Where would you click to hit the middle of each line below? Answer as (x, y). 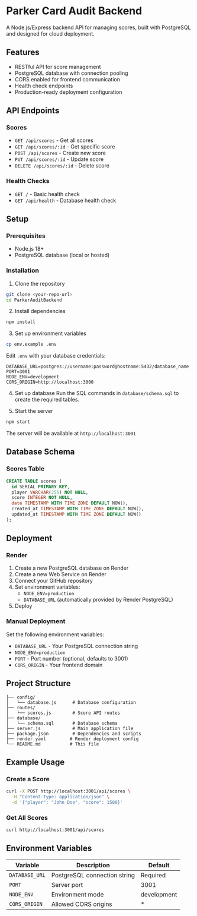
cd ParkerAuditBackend (34, 300)
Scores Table (25, 469)
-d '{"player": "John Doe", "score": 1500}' (67, 803)
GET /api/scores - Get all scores (54, 140)
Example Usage (35, 762)
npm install (21, 322)
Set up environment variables (51, 333)
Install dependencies (40, 311)
